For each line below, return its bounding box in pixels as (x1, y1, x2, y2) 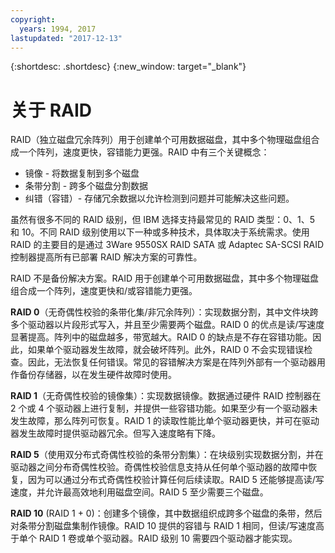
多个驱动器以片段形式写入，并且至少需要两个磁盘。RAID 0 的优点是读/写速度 (10, 319, 325, 331)
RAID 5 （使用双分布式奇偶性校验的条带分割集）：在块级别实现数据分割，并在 (10, 449, 324, 461)
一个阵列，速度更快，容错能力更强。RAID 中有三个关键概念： (18, 146, 270, 158)
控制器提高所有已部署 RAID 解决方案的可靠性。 (10, 251, 203, 263)
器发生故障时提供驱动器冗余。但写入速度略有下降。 (10, 427, 221, 440)
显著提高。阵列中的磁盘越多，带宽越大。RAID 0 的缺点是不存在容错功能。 (10, 331, 313, 343)
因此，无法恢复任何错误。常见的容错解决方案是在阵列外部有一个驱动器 (27, 356, 317, 368)
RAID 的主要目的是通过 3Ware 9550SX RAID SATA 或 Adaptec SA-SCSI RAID (10, 239, 325, 251)
